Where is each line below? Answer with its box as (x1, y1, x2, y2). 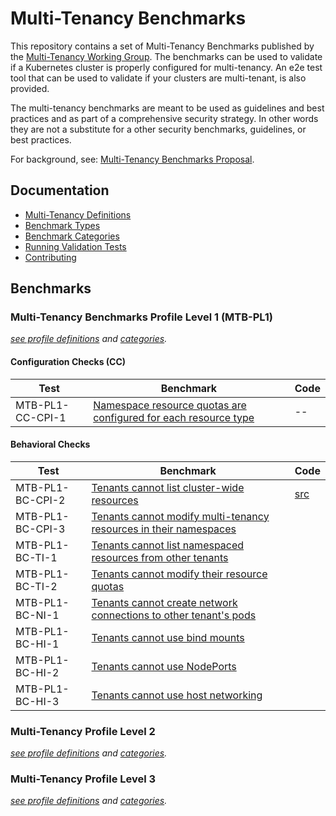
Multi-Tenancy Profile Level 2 (10, 724, 156, 738)
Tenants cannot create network (91, 595, 238, 609)
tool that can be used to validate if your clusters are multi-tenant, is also (10, 72, 307, 84)
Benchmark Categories (24, 230, 120, 242)
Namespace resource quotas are (93, 398, 247, 412)
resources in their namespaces (91, 522, 237, 536)
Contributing (24, 251, 77, 263)
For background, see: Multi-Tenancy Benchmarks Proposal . (10, 153, 255, 165)
